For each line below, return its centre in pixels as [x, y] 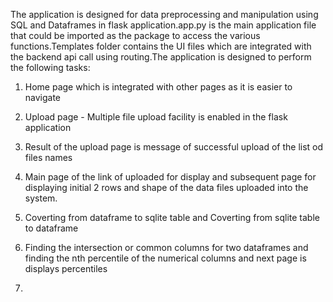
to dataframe [51, 228]
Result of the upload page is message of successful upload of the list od [174, 147]
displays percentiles [66, 268]
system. [41, 198]
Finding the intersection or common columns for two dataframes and [166, 247]
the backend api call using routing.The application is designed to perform [161, 57]
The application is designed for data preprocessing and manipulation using [164, 14]
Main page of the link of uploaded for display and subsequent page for [170, 177]
